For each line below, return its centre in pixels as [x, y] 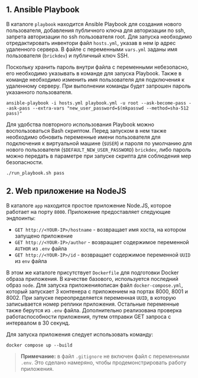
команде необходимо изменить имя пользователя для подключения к [95, 79]
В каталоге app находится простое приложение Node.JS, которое [89, 205]
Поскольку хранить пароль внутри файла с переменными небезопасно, [98, 67]
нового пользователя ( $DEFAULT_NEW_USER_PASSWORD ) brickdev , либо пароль [99, 149]
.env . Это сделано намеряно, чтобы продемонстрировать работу [103, 362]
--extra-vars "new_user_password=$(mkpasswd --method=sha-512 [111, 108]
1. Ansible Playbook [43, 10]
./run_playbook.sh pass [35, 173]
